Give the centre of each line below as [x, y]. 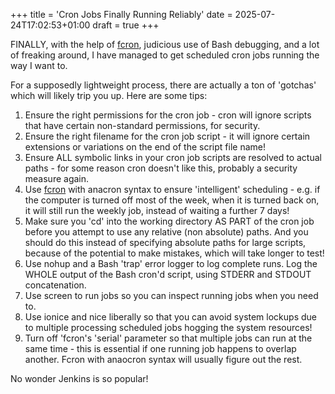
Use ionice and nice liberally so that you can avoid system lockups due [170, 317]
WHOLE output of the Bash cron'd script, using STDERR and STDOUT [168, 274]
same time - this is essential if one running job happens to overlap [160, 348]
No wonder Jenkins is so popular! [79, 378]
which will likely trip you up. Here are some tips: [109, 95]
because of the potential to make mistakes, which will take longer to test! [174, 253]
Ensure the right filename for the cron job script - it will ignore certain [167, 136]
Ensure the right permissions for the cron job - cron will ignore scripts [168, 115]
